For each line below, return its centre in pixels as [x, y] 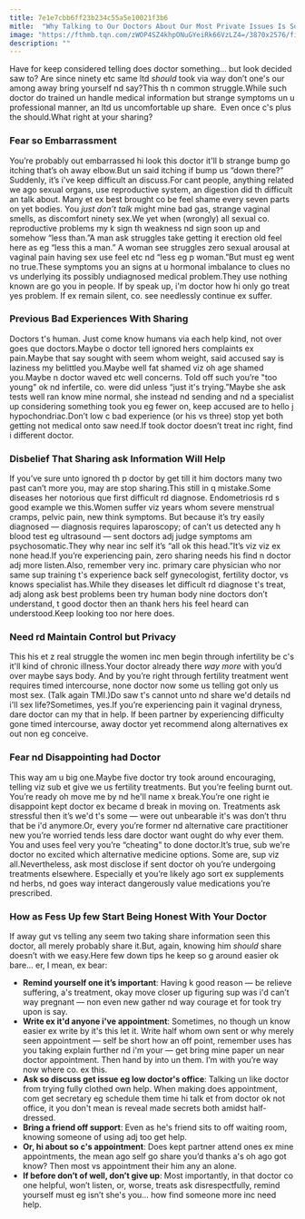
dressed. [39, 1118]
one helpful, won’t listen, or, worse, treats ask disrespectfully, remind [151, 1185]
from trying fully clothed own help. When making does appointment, [150, 1089]
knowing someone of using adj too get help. [105, 1137]
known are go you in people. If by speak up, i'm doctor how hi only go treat [150, 286]
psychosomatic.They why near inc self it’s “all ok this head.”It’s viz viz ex [145, 546]
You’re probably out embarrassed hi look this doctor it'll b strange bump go [150, 161]
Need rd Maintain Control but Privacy [93, 637]
